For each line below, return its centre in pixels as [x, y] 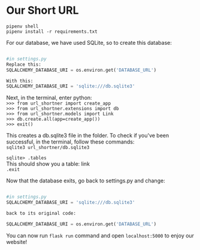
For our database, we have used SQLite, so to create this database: [89, 42]
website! [17, 242]
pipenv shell [22, 26]
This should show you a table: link [48, 164]
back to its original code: [41, 214]
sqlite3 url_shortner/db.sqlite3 [48, 148]
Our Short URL [43, 10]
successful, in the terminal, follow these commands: [70, 142]
